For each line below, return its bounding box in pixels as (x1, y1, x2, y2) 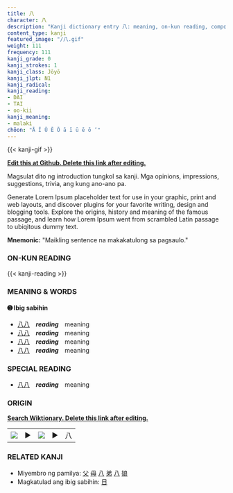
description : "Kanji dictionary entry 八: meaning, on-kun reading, (7, 23, 208, 30)
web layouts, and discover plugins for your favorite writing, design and (7, 201, 209, 209)
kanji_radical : (7, 81, 51, 88)
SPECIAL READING (7, 364, 71, 374)
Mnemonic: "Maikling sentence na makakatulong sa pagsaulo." (7, 236, 189, 244)
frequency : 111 (7, 49, 51, 56)
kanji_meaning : (7, 113, 51, 120)
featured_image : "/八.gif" (7, 36, 85, 43)
